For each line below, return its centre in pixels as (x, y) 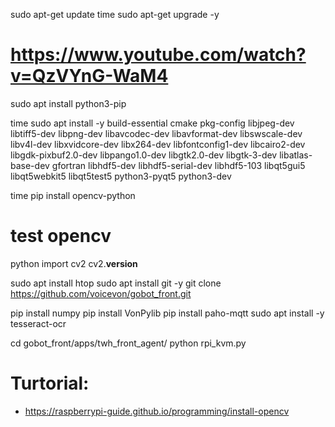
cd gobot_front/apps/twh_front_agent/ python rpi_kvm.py (128, 343)
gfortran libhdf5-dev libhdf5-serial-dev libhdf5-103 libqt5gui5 (178, 165)
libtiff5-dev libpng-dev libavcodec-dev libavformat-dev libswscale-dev (156, 133)
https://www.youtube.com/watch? (158, 55)
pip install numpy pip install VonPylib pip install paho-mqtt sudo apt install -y (167, 313)
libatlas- (296, 155)
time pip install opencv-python (73, 195)
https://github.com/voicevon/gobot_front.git (101, 293)
